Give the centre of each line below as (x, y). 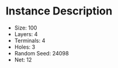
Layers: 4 (26, 34)
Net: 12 (23, 60)
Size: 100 (26, 28)
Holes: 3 (25, 47)
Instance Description (59, 11)
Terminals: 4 (30, 40)
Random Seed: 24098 (42, 53)
